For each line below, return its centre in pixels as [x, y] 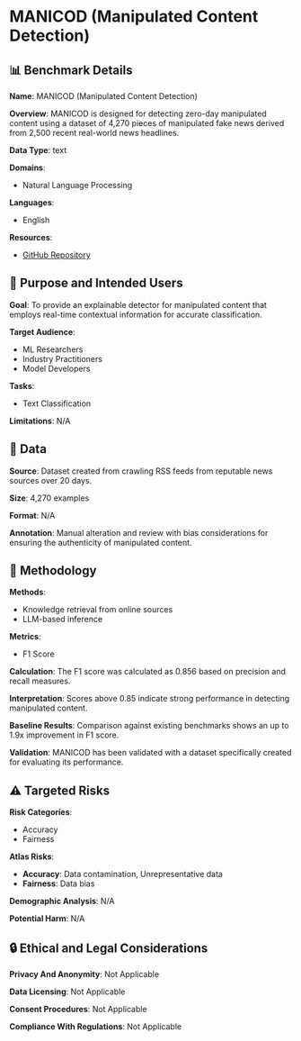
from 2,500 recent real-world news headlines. [94, 133]
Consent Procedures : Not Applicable [78, 1009]
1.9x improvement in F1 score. [64, 735]
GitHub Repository [57, 255]
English [36, 220]
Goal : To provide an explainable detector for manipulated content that [138, 304]
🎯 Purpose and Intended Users [96, 283]
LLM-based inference [62, 620]
